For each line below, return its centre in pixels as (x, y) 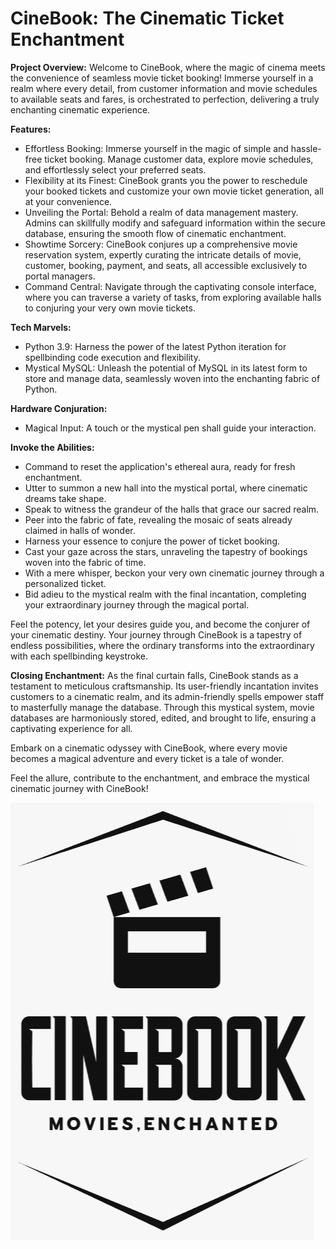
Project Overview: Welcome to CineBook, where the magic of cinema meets (168, 67)
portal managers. (60, 276)
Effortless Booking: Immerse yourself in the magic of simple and (156, 148)
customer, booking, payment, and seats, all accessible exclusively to (166, 265)
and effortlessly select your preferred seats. (115, 169)
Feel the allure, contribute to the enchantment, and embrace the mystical (160, 778)
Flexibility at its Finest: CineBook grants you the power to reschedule (166, 180)
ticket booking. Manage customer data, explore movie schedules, (179, 159)
